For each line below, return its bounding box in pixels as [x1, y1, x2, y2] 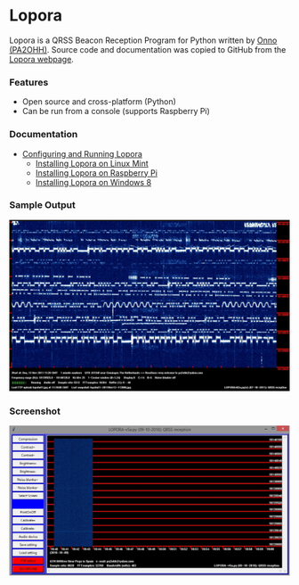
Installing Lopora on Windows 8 [35, 177, 152, 187]
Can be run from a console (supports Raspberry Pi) [21, 106, 211, 117]
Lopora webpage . [9, 54, 74, 64]
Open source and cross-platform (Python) [21, 96, 176, 107]
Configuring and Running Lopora [21, 148, 142, 159]
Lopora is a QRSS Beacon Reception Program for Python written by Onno [9, 35, 278, 45]
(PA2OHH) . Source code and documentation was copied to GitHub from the [9, 44, 287, 54]
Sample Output [9, 199, 76, 211]
